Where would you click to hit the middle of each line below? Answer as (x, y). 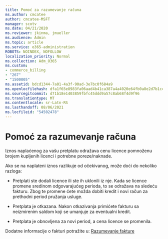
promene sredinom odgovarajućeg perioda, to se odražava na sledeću (85, 186)
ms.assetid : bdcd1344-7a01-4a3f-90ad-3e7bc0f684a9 (59, 84)
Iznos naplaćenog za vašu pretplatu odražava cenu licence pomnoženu (79, 150)
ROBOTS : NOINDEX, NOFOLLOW (33, 51)
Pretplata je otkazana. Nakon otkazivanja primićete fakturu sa (75, 206)
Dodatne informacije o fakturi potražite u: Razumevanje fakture (70, 231)
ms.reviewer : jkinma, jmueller (38, 33)
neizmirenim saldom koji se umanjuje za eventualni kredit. (72, 211)
